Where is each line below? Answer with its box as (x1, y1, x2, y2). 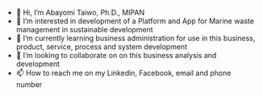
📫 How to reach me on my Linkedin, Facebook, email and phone (15, 69, 232, 77)
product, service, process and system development (15, 42, 188, 52)
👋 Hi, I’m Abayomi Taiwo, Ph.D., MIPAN (15, 8, 145, 17)
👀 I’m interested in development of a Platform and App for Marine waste (15, 16, 254, 26)
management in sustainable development (15, 25, 153, 34)
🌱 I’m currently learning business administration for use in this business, (15, 33, 256, 43)
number (15, 80, 43, 89)
